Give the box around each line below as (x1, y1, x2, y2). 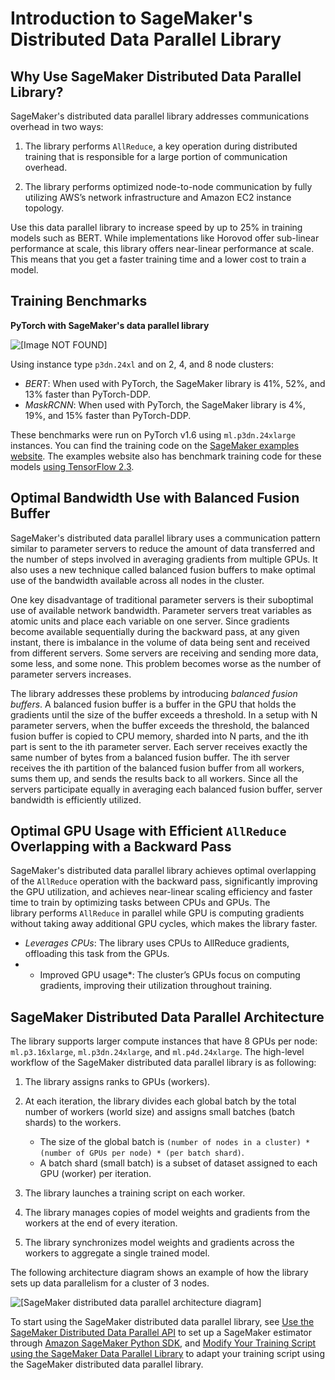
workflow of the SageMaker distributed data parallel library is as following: (10, 1057, 317, 1069)
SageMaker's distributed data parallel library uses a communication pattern (10, 532, 321, 544)
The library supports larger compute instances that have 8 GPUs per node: (10, 1035, 318, 1047)
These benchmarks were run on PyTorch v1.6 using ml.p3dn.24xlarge (10, 428, 296, 441)
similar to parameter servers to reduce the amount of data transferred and (10, 542, 316, 554)
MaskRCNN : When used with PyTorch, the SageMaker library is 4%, (24, 398, 306, 411)
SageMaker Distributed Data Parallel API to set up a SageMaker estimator (10, 1327, 313, 1339)
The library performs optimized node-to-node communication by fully (24, 181, 313, 192)
